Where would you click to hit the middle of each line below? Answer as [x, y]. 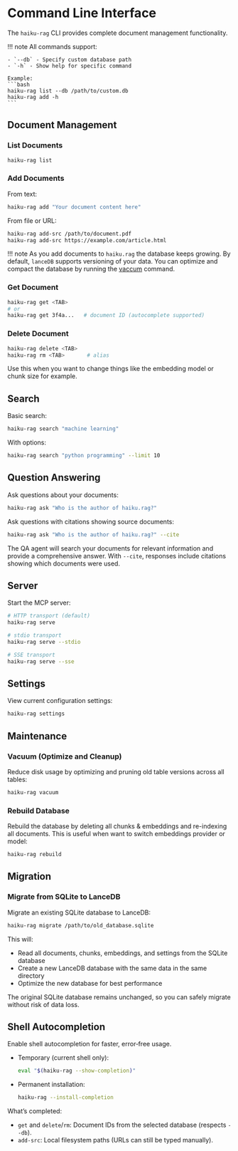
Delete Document [38, 334]
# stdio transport [34, 635]
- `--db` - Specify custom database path [70, 59]
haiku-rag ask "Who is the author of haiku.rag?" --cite [93, 535]
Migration [29, 876]
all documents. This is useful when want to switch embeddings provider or [117, 834]
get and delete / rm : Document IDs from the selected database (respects [122, 1125]
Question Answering [54, 478]
